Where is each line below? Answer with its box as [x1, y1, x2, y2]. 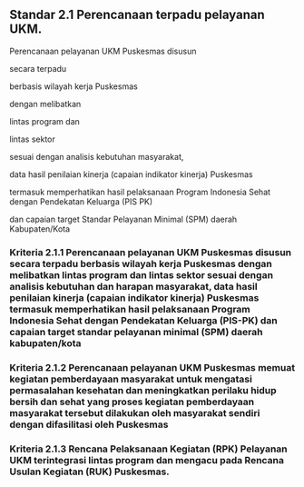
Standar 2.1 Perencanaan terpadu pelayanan [9, 7, 265, 23]
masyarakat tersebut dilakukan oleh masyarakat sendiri [9, 406, 260, 419]
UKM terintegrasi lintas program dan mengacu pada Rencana [9, 453, 284, 466]
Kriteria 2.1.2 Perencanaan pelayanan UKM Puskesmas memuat [9, 361, 296, 373]
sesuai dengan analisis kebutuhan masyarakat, [9, 151, 184, 162]
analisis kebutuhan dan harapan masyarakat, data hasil [9, 280, 258, 293]
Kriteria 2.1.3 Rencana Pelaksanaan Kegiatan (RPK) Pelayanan [9, 442, 288, 455]
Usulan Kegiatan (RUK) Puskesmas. [9, 465, 170, 478]
